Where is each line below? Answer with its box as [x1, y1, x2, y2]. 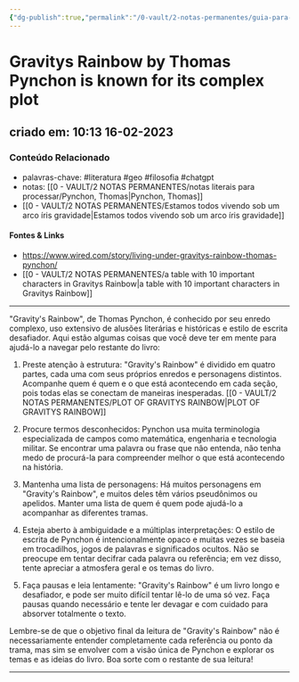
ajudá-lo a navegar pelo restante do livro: [9, 341, 160, 352]
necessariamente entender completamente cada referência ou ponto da [9, 635, 273, 645]
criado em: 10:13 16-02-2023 [9, 125, 174, 140]
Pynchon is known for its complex [9, 70, 265, 90]
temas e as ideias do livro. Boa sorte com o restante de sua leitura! [9, 653, 254, 664]
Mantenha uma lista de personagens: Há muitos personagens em [21, 479, 262, 489]
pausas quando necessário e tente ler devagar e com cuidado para [21, 598, 269, 609]
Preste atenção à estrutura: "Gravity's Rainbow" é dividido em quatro [21, 358, 276, 370]
